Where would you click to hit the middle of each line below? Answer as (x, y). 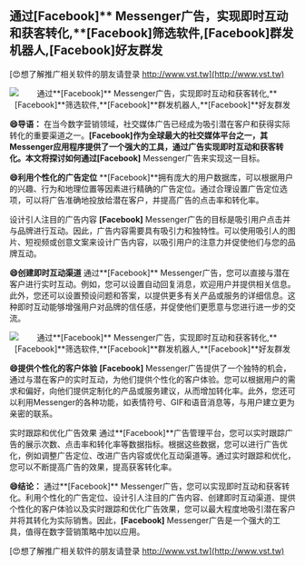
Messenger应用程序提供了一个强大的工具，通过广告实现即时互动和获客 (143, 146)
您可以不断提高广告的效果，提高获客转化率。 (93, 467)
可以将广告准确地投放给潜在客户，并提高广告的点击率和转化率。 (144, 200)
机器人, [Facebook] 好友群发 (86, 50)
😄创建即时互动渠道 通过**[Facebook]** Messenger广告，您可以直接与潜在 (150, 273)
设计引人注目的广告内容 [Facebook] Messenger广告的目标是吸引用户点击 (146, 219)
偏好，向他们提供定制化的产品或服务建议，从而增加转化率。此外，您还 (156, 391)
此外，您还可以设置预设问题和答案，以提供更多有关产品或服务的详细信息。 (148, 295)
